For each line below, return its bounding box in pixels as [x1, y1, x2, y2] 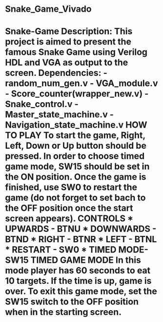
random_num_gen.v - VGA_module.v [5, 78, 158, 89]
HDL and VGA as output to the [5, 57, 128, 68]
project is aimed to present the [5, 36, 132, 47]
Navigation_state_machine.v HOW [5, 119, 147, 131]
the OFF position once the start [5, 203, 133, 214]
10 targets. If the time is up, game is [5, 276, 152, 287]
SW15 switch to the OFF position [5, 296, 139, 307]
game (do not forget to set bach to [5, 192, 146, 204]
